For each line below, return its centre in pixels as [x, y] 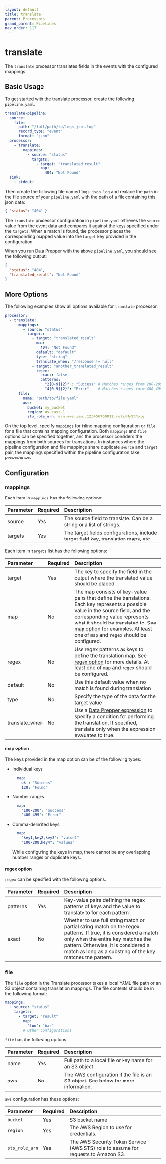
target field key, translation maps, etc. [108, 539]
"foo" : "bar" [41, 1026]
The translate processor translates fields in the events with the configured [82, 66]
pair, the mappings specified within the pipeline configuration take [72, 452]
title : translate [23, 14]
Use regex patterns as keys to [109, 649]
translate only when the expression [115, 729]
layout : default [22, 10]
